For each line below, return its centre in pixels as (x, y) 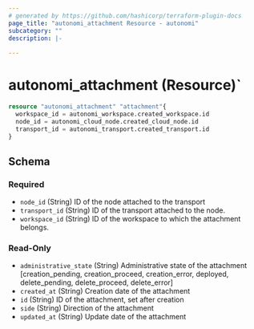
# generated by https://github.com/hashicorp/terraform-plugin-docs (125, 16)
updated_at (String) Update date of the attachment (103, 317)
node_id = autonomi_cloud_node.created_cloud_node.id (107, 121)
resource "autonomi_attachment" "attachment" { (87, 107)
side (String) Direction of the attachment (87, 308)
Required (26, 184)
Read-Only (30, 248)
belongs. (34, 227)
